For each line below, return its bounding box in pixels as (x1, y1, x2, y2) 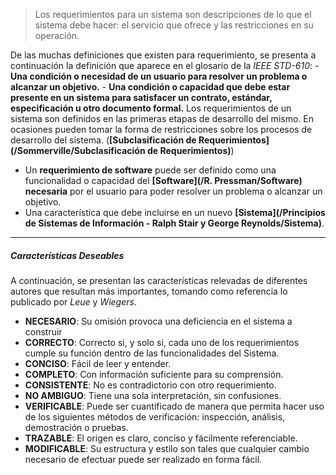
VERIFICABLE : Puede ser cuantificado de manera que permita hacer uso (24, 400, 325, 412)
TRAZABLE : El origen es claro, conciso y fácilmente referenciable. (24, 432, 298, 444)
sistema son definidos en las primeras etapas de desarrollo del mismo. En (10, 113, 314, 124)
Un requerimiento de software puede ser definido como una (24, 164, 277, 176)
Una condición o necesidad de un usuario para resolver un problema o (10, 70, 308, 82)
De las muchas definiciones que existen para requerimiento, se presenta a (10, 49, 317, 61)
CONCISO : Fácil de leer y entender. (24, 357, 172, 369)
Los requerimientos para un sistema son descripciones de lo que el (34, 9, 312, 20)
